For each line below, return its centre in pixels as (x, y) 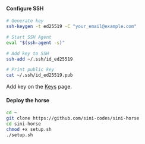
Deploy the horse (28, 100)
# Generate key (25, 21)
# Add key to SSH (28, 54)
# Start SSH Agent (29, 37)
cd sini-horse (24, 124)
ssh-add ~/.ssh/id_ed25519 (40, 59)
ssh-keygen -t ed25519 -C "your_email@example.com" (71, 27)
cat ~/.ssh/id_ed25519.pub (40, 75)
